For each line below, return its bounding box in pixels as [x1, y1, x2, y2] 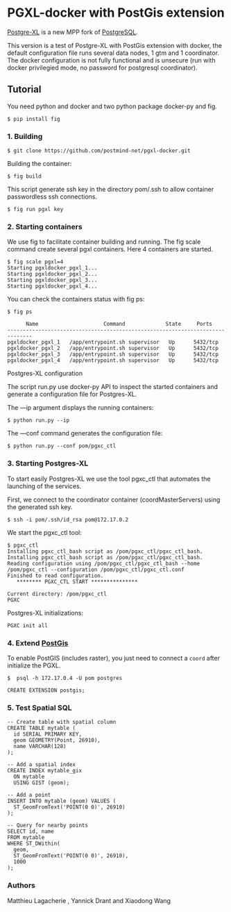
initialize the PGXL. [7, 661, 61, 670]
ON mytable [13, 773, 45, 781]
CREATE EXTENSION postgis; [7, 686, 85, 694]
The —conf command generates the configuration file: [7, 429, 163, 438]
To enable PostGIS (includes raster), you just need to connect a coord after [7, 654, 221, 662]
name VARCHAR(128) [13, 743, 67, 750]
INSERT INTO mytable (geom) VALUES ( [7, 797, 117, 805]
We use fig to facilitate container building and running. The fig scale [7, 238, 201, 246]
